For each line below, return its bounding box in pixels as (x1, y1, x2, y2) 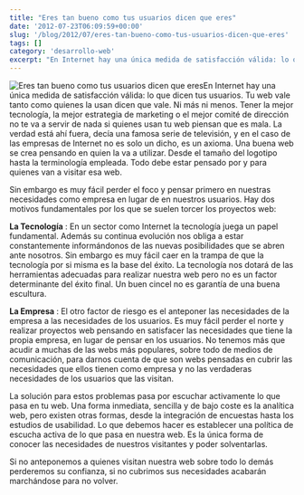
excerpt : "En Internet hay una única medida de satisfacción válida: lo (9, 55, 290, 64)
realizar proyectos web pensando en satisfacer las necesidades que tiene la (9, 325, 293, 336)
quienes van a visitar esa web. (9, 167, 122, 177)
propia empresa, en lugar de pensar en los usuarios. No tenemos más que (9, 335, 286, 345)
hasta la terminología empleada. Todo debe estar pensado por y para (9, 157, 267, 167)
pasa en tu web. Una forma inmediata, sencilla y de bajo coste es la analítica (9, 400, 294, 411)
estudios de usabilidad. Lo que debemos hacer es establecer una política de (9, 420, 294, 430)
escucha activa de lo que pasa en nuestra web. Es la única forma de (9, 429, 264, 440)
